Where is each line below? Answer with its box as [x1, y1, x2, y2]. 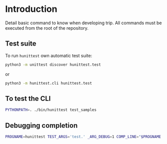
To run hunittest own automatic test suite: [5, 52, 92, 58]
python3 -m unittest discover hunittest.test [5, 62, 101, 67]
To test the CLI [5, 94, 51, 102]
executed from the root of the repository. [5, 25, 88, 31]
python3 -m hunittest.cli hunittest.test [5, 81, 92, 86]
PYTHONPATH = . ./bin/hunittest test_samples [5, 107, 97, 112]
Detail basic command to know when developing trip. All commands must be [5, 20, 162, 26]
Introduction [5, 3, 58, 15]
